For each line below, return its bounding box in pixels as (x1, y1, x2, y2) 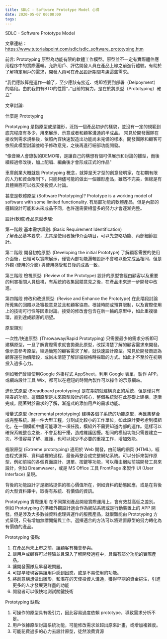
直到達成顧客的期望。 (13, 315, 58, 320)
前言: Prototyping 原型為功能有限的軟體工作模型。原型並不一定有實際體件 (5, 56, 155, 62)
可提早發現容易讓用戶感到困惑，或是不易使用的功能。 (12, 570, 122, 576)
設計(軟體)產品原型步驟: (5, 216, 54, 222)
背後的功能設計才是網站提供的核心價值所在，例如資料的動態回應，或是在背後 (5, 482, 162, 488)
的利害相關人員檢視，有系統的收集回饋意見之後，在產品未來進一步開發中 (5, 279, 153, 285)
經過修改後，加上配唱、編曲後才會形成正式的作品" (9, 159, 112, 165)
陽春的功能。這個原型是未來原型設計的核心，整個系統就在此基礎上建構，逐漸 (5, 394, 162, 400)
